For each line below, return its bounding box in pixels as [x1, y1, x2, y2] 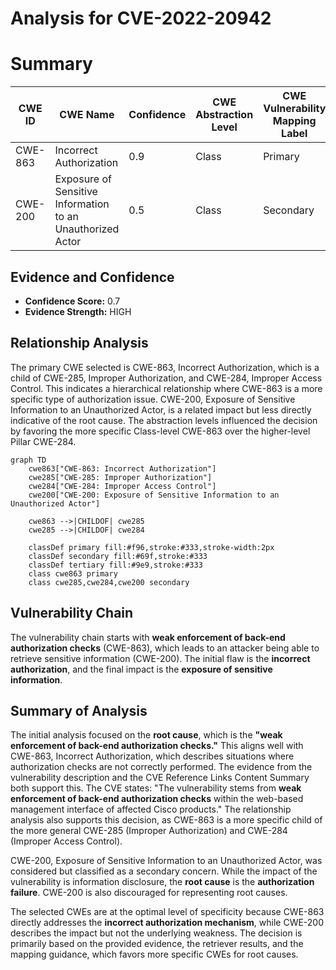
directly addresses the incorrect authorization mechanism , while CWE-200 [10, 917, 325, 929]
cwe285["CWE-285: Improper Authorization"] [28, 472, 213, 482]
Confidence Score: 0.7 [24, 295, 121, 307]
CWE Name [59, 108, 115, 122]
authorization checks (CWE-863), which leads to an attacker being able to [10, 642, 320, 654]
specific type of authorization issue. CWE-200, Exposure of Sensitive [10, 393, 296, 405]
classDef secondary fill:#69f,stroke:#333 [28, 551, 208, 561]
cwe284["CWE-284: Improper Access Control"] [28, 481, 217, 491]
